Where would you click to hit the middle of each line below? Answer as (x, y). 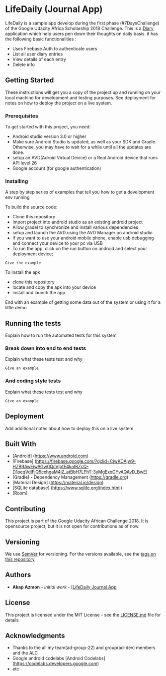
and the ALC (25, 653)
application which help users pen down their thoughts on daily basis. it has (82, 33)
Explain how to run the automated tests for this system (61, 335)
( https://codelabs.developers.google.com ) (56, 664)
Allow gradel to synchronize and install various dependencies (75, 227)
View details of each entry (39, 59)
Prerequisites (22, 116)
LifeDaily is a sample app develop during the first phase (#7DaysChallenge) (82, 23)
